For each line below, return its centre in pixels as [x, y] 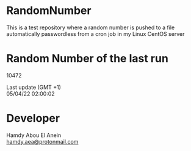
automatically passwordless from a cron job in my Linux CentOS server [95, 33]
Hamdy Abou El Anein [34, 135]
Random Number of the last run [88, 59]
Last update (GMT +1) [34, 87]
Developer [33, 118]
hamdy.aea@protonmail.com [42, 141]
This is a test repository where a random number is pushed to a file [91, 27]
